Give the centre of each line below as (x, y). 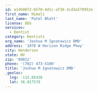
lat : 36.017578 (25, 82)
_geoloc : (14, 73)
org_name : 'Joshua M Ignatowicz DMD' (44, 41)
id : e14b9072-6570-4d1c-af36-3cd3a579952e (49, 9)
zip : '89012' (18, 59)
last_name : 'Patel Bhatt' (31, 18)
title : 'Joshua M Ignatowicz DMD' (40, 69)
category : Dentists (25, 37)
